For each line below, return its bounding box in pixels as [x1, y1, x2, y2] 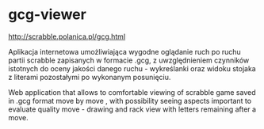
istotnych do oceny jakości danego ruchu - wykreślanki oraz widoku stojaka [8, 63, 256, 73]
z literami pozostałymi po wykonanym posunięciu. [8, 72, 171, 82]
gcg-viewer [8, 6, 87, 24]
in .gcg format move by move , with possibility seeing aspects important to [8, 96, 252, 105]
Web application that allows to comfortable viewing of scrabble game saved [8, 87, 256, 97]
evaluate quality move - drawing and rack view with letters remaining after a [8, 104, 256, 114]
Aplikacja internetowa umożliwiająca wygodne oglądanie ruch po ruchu [8, 47, 242, 56]
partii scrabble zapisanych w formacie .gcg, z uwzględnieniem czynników [8, 55, 250, 65]
